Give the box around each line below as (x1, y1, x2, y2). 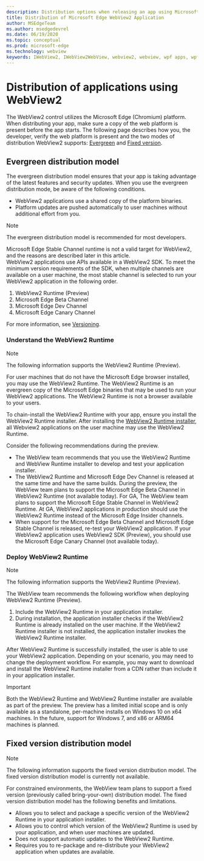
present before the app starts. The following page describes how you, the (6, 126, 191, 134)
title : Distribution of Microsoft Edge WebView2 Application (6, 15, 165, 21)
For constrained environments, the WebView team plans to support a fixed (6, 784, 192, 792)
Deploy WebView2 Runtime (6, 553, 89, 561)
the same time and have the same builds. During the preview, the (15, 479, 178, 486)
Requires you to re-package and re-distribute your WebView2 (15, 842, 169, 849)
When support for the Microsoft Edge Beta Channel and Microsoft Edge (15, 518, 194, 525)
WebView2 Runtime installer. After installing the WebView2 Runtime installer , (6, 417, 197, 424)
